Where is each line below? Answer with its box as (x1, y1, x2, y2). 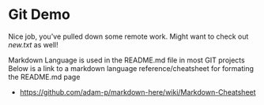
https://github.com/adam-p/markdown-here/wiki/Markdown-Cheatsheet (19, 87, 256, 96)
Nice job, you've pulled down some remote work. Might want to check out (8, 32, 249, 41)
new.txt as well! (8, 39, 58, 49)
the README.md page (8, 72, 81, 81)
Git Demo (8, 6, 71, 24)
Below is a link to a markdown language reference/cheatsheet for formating (8, 63, 255, 73)
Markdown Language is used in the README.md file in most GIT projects (8, 55, 245, 65)
